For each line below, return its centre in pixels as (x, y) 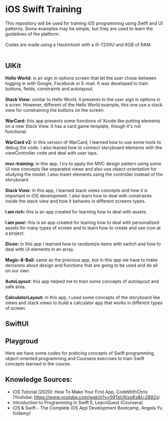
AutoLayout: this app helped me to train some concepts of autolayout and (82, 281)
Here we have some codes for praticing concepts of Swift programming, (80, 353)
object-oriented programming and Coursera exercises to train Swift (75, 358)
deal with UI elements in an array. (40, 249)
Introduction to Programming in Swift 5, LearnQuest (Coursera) (78, 402)
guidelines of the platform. (33, 34)
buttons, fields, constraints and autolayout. (50, 89)
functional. (16, 131)
